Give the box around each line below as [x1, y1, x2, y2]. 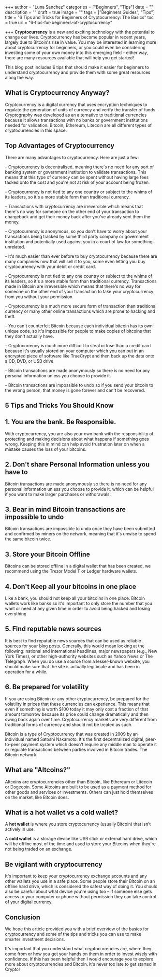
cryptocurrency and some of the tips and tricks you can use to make [5, 931, 142, 937]
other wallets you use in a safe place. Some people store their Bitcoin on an [5, 878, 155, 884]
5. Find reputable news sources [5, 625, 102, 633]
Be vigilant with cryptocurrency [5, 860, 103, 869]
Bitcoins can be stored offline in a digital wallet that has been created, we [5, 563, 151, 569]
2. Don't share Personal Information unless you [5, 461, 150, 469]
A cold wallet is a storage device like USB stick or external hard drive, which [5, 836, 157, 842]
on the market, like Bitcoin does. [5, 794, 69, 800]
